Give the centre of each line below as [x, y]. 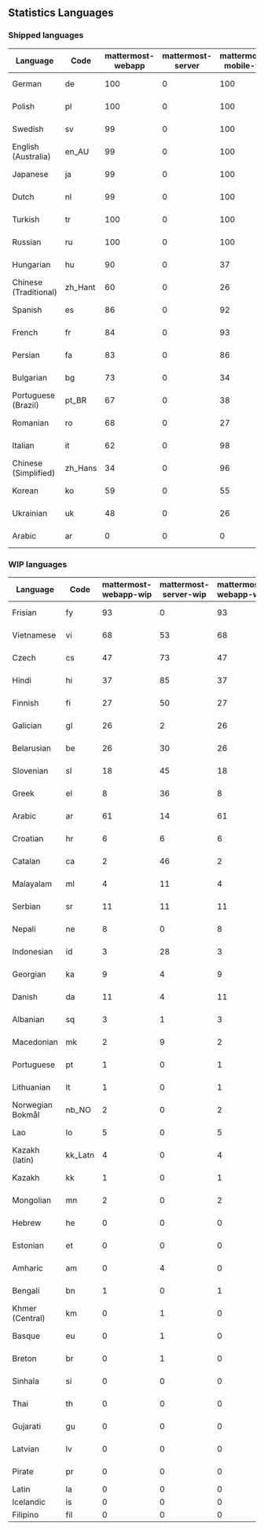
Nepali [24, 929]
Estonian [28, 1245]
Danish [25, 996]
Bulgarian [30, 377]
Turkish [26, 219]
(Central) [29, 1318]
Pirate [23, 1471]
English [26, 146]
